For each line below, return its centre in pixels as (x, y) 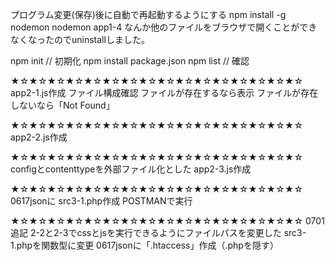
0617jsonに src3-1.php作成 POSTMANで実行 (101, 201)
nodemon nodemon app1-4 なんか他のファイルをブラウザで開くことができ (164, 27)
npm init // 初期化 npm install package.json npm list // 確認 (130, 61)
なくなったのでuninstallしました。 (80, 39)
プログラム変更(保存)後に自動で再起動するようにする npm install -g (148, 14)
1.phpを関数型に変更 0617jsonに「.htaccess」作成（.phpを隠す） (144, 245)
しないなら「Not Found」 (62, 105)
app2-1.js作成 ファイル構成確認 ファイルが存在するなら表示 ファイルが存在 (164, 92)
